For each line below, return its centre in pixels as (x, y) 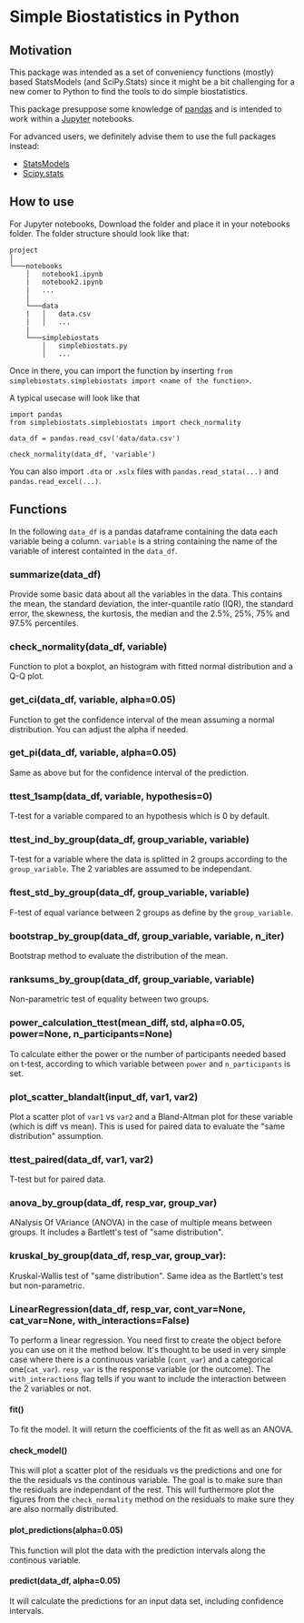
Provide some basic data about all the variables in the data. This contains (146, 594)
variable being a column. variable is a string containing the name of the (143, 541)
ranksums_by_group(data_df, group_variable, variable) (132, 979)
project (24, 250)
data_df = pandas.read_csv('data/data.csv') (95, 439)
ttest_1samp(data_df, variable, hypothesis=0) (111, 796)
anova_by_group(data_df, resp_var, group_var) (113, 1203)
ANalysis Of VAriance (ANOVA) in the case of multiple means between (141, 1223)
